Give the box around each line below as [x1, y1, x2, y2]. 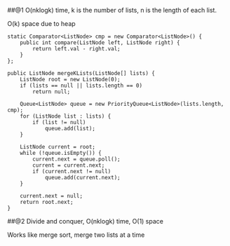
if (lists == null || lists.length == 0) [20, 82, 142, 89]
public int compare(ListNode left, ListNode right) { [20, 39, 180, 46]
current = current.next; [32, 162, 105, 169]
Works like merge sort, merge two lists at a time [7, 231, 145, 239]
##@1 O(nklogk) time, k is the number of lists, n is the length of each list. [7, 6, 217, 14]
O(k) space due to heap [7, 20, 76, 27]
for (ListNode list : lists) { [20, 113, 111, 120]
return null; [32, 88, 71, 95]
